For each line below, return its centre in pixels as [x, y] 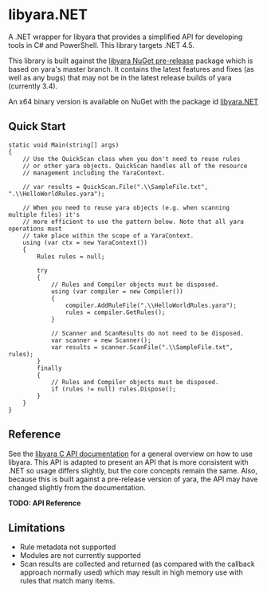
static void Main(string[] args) [64, 145]
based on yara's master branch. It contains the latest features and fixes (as [132, 69]
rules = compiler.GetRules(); [115, 312]
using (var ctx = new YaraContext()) [85, 242]
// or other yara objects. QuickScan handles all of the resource [135, 166]
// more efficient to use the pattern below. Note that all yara [133, 222]
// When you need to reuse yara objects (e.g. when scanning [126, 208]
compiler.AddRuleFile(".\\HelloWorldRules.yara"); [151, 305]
